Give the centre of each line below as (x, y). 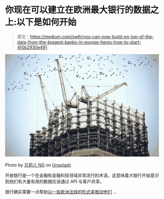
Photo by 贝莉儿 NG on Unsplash (38, 165)
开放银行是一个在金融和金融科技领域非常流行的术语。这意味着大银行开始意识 (82, 175)
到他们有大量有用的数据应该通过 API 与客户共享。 (55, 181)
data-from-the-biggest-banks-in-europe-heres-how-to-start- (79, 42)
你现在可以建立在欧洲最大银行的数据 (78, 10)
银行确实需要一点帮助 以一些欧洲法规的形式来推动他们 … (61, 192)
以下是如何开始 (46, 22)
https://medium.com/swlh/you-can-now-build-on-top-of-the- (92, 37)
